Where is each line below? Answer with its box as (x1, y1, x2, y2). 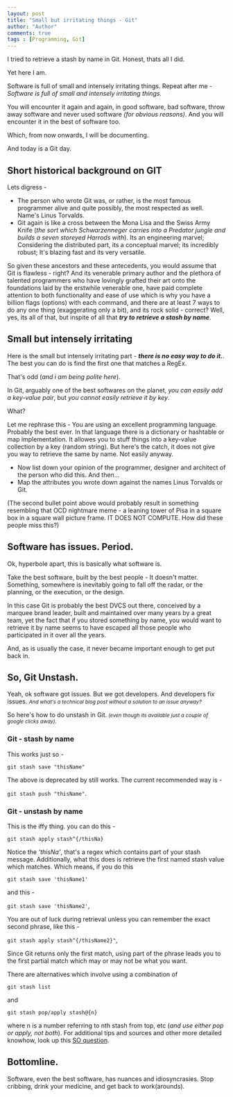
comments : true (7, 29, 51, 37)
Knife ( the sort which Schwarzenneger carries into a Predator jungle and (17, 226, 226, 234)
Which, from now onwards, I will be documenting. (7, 131, 149, 140)
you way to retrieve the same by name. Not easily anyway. (7, 449, 174, 458)
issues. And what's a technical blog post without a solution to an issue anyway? (7, 697, 202, 705)
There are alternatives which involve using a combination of (7, 970, 178, 978)
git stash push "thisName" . (7, 789, 87, 797)
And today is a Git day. (7, 144, 71, 153)
